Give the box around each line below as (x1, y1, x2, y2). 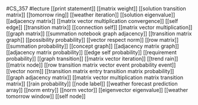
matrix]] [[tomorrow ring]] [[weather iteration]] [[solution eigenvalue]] (6, 11, 176, 18)
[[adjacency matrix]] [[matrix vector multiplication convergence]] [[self (6, 18, 178, 24)
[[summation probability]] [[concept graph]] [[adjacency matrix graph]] (6, 42, 179, 50)
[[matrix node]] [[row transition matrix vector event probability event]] (6, 61, 176, 68)
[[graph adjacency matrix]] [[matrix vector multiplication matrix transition (6, 74, 184, 81)
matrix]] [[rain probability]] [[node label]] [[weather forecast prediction (6, 80, 178, 87)
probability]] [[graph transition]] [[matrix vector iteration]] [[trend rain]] (6, 55, 178, 62)
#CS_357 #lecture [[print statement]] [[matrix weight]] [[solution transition (6, 5, 186, 12)
